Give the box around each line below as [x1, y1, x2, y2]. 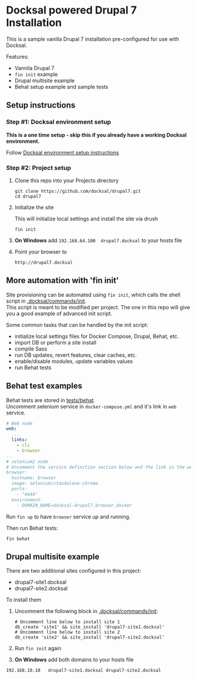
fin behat [6, 536, 30, 541]
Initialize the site [14, 203, 54, 210]
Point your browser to [14, 248, 67, 255]
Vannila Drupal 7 [14, 64, 55, 71]
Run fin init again [14, 645, 62, 652]
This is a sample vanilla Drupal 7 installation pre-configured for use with [6, 35, 180, 42]
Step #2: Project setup [6, 163, 72, 172]
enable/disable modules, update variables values [14, 357, 133, 364]
